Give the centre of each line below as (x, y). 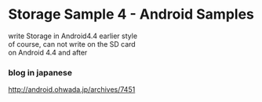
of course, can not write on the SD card (72, 44)
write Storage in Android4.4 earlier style (73, 36)
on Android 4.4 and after (48, 52)
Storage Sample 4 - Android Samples (131, 14)
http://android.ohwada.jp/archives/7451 (72, 90)
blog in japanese (40, 72)
